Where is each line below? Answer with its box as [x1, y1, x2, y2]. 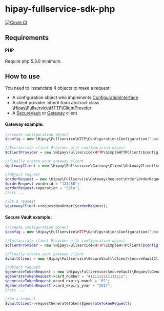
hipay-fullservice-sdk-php [5, 3, 115, 15]
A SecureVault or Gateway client [12, 110, 77, 116]
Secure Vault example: [5, 214, 52, 220]
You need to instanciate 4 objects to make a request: [5, 85, 111, 91]
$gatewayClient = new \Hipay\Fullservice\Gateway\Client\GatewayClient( [5, 163, 156, 168]
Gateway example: [5, 121, 44, 127]
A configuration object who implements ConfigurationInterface [12, 95, 138, 100]
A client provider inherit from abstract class [12, 100, 100, 106]
